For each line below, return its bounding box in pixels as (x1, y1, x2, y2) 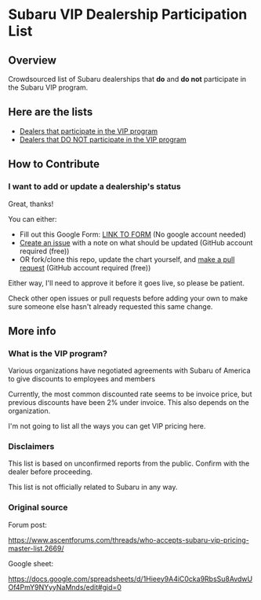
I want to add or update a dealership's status (8, 181, 182, 192)
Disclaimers (8, 441, 55, 452)
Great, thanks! (8, 199, 54, 208)
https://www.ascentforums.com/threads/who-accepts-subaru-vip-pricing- (8, 535, 249, 544)
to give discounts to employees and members (8, 374, 155, 384)
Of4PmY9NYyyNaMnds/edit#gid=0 (8, 582, 121, 591)
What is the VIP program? (8, 348, 108, 359)
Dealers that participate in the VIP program (19, 126, 158, 135)
